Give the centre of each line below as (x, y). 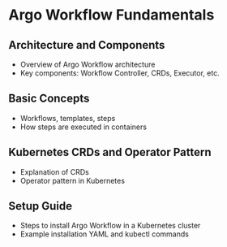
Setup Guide (41, 206)
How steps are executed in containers (84, 127)
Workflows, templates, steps (68, 118)
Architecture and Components (87, 45)
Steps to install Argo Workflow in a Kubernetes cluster (110, 226)
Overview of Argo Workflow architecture (88, 64)
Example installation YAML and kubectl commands (104, 234)
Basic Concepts (49, 99)
